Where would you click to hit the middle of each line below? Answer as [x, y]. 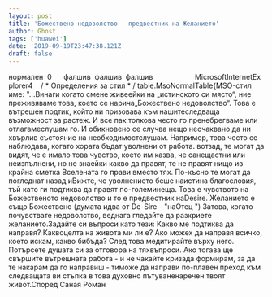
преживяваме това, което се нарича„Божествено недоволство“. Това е [132, 103]
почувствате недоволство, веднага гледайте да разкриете [110, 215]
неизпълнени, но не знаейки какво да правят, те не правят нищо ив [126, 163]
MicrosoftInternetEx [228, 77]
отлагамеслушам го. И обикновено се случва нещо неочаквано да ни [130, 129]
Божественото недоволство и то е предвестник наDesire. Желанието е [132, 198]
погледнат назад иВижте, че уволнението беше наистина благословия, [132, 181]
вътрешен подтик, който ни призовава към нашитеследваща [114, 111]
